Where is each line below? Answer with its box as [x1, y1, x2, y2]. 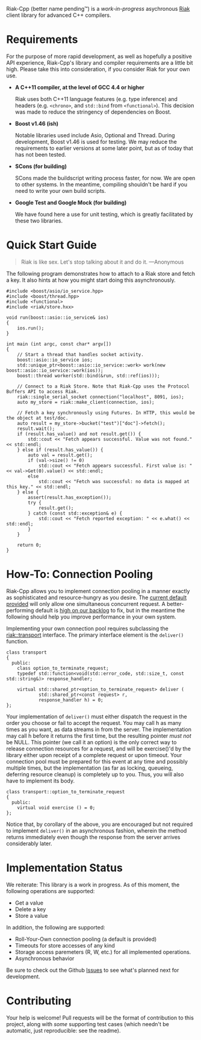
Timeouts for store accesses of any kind [14, 941, 116, 949]
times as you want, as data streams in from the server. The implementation [6, 726, 191, 733]
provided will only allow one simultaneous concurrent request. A [6, 600, 165, 607]
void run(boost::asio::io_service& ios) [6, 314, 110, 320]
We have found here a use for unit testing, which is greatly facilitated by [14, 210, 194, 218]
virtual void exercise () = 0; [17, 804, 96, 811]
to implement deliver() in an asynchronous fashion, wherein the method [6, 827, 187, 834]
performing [6, 606, 34, 614]
